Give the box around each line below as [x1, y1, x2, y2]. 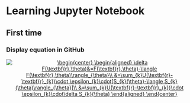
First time [6, 28, 43, 38]
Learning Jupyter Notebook [6, 4, 145, 18]
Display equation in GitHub [6, 46, 85, 54]
